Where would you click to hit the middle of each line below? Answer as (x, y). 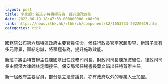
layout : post (19, 10)
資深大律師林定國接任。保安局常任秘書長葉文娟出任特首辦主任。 (79, 66)
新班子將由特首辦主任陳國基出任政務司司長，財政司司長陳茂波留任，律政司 (82, 60)
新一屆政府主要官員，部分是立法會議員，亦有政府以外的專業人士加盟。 (77, 77)
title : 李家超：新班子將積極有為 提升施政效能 (48, 14)
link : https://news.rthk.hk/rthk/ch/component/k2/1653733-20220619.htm (81, 24)
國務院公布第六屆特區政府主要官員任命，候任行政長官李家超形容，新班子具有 (84, 43)
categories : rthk (23, 28)
